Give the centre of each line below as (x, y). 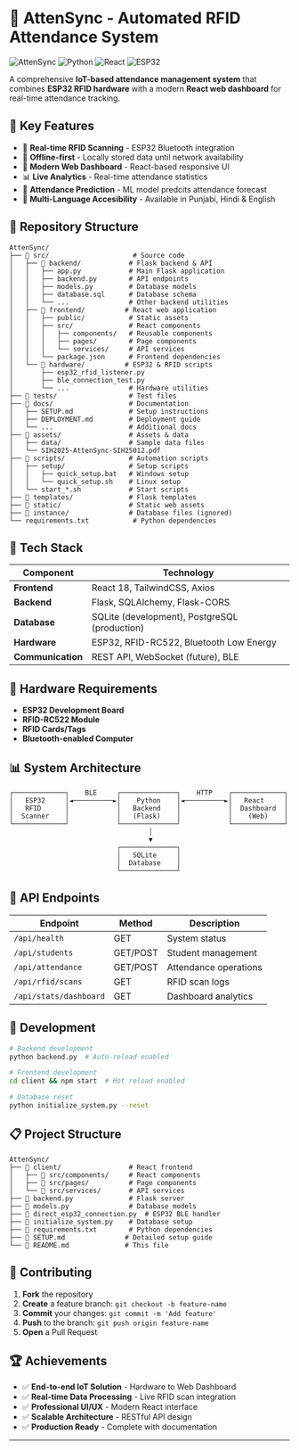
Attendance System (84, 37)
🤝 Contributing (51, 1273)
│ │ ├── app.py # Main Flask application (117, 271)
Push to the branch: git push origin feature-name (115, 1322)
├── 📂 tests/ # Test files (93, 396)
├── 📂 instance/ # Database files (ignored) (121, 513)
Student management (212, 952)
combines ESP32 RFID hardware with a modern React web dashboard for (145, 88)
